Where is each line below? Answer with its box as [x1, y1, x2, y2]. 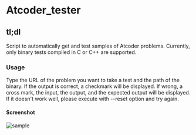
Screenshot [6, 109, 35, 116]
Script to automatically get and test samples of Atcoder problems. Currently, [6, 42, 190, 49]
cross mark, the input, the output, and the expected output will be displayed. [6, 89, 191, 96]
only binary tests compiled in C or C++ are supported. [6, 49, 137, 56]
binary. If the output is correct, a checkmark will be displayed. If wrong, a [6, 83, 183, 90]
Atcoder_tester [6, 4, 81, 17]
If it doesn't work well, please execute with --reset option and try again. [6, 95, 179, 103]
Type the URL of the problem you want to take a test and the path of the [6, 77, 180, 84]
